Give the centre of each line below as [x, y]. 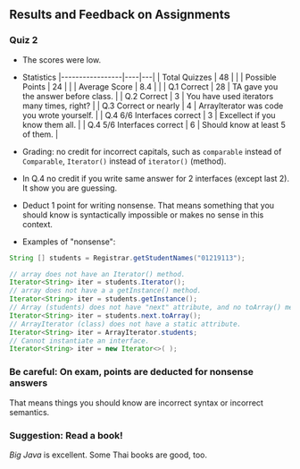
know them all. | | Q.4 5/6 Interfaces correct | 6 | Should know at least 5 [154, 124]
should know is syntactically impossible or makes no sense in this [143, 215]
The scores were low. [62, 60]
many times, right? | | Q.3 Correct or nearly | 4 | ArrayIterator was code [153, 106]
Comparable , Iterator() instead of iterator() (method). [124, 161]
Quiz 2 [24, 40]
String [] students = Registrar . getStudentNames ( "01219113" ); [127, 258]
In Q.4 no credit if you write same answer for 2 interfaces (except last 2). [156, 178]
